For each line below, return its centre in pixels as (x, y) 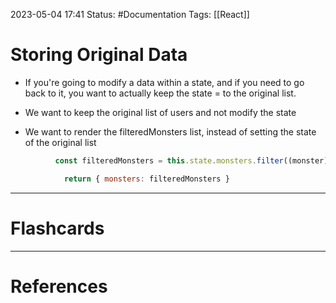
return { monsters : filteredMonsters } (146, 179)
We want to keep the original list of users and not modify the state (160, 112)
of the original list (60, 142)
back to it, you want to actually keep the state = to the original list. (160, 93)
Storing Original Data (99, 55)
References (59, 286)
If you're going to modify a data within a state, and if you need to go (164, 82)
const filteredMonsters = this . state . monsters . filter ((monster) (191, 160)
